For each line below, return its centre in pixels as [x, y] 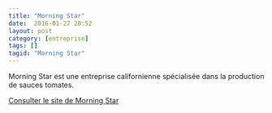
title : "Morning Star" [47, 16]
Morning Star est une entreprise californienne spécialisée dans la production [136, 76]
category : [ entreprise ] [49, 38]
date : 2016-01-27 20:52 [50, 23]
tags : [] [23, 46]
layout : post [30, 31]
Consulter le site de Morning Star [64, 100]
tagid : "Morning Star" [47, 53]
